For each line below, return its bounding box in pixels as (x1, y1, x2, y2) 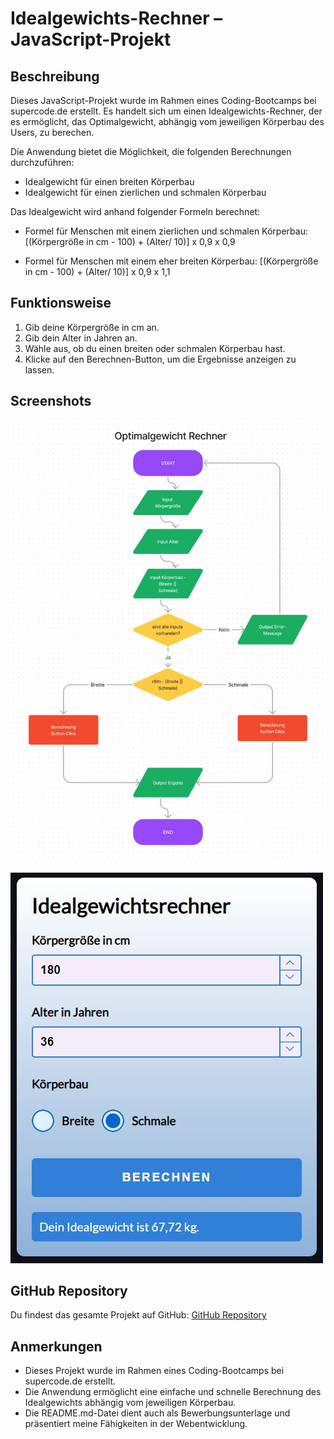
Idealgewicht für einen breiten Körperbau (24, 176, 195, 187)
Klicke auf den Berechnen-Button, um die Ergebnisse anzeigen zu (24, 353, 297, 365)
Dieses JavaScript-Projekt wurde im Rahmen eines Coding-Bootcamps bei (10, 95, 317, 106)
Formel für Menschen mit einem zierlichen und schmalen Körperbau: (24, 225, 308, 237)
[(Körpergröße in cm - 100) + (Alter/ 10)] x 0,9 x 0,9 (24, 236, 236, 247)
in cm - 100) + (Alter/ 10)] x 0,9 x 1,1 (24, 266, 171, 277)
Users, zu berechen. (10, 127, 95, 138)
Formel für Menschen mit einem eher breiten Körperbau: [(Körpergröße (24, 255, 319, 267)
